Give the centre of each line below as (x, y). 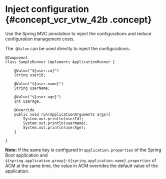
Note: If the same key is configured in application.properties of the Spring (83, 150)
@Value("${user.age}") (38, 97)
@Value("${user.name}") (39, 84)
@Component (16, 58)
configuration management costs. (40, 39)
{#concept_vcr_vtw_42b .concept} (78, 20)
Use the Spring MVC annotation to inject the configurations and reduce (78, 33)
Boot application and (26, 155)
